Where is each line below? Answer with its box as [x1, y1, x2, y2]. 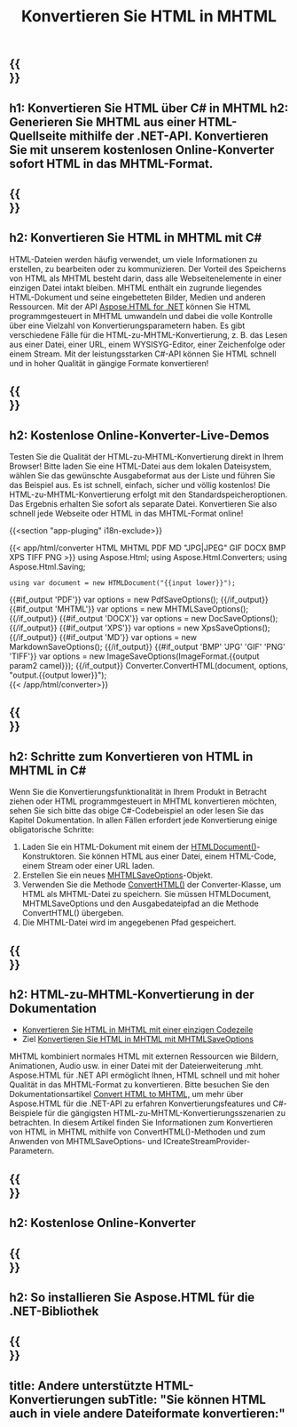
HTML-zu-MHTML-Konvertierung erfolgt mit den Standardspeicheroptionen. [9, 489, 288, 500]
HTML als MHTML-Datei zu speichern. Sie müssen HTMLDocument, [21, 889, 272, 900]
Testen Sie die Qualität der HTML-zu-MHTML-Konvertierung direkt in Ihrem [9, 451, 284, 461]
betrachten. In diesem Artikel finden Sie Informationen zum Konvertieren [9, 1118, 273, 1128]
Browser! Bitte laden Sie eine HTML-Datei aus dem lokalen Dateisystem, [9, 461, 272, 471]
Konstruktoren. [21, 851, 77, 862]
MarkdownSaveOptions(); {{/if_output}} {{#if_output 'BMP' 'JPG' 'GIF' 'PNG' [9, 641, 285, 652]
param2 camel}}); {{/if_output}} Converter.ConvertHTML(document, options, [9, 660, 289, 670]
